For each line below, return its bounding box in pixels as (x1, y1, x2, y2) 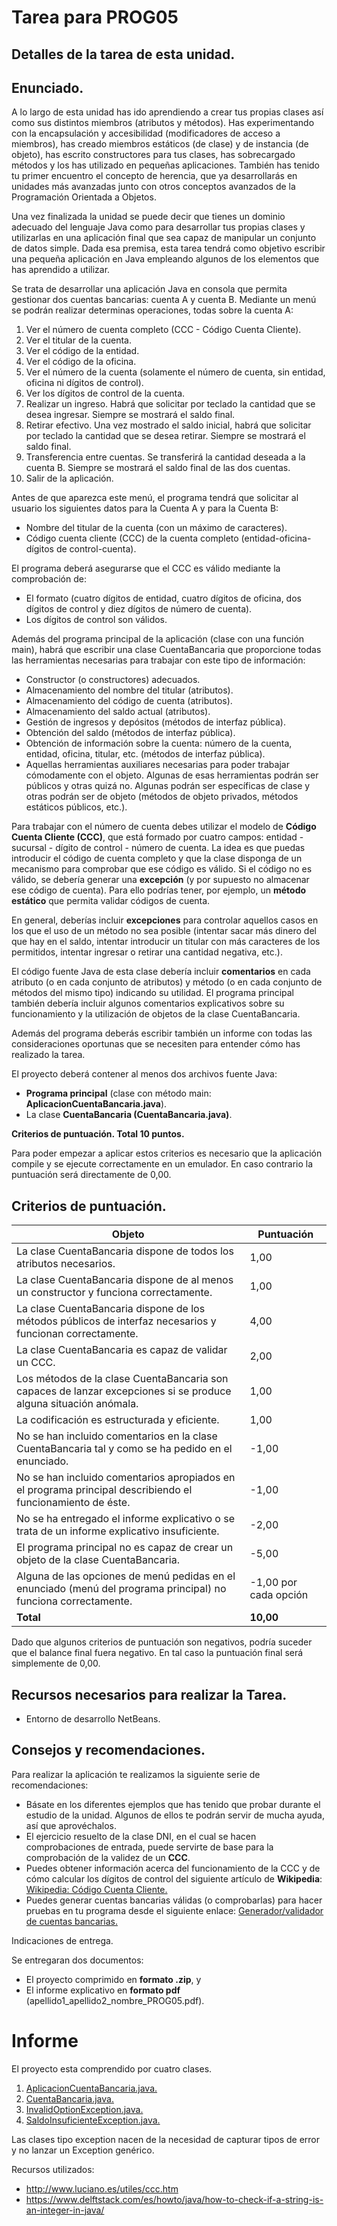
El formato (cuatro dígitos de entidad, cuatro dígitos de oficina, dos (25, 592, 302, 605)
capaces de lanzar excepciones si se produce (16, 1384, 232, 1398)
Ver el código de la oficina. (25, 356, 137, 368)
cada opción (249, 1588, 309, 1602)
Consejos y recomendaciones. (11, 1742, 206, 1759)
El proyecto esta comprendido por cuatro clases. (11, 2062, 213, 2075)
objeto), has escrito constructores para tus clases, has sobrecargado (11, 149, 296, 161)
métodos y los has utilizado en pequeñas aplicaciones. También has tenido (11, 159, 321, 171)
